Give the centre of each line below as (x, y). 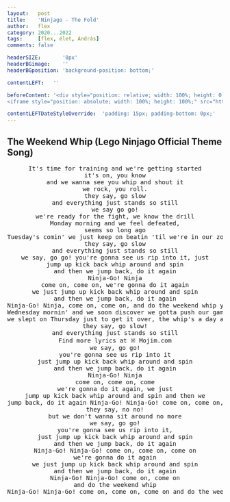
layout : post (29, 13)
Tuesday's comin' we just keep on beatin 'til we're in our (110, 237)
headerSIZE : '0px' (42, 58)
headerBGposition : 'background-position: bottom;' (81, 70)
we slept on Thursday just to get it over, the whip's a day (112, 319)
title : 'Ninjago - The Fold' (53, 20)
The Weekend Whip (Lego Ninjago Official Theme (115, 141)
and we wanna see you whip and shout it (115, 182)
